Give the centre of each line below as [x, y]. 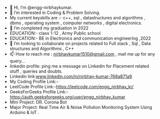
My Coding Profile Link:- [34, 82]
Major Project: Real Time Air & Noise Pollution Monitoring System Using [81, 107]
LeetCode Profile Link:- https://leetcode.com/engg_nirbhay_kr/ [72, 87]
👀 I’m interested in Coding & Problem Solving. [55, 13]
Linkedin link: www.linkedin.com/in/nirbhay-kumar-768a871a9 [71, 76]
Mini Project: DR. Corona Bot [38, 102]
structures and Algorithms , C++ [42, 49]
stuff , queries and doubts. [36, 71]
